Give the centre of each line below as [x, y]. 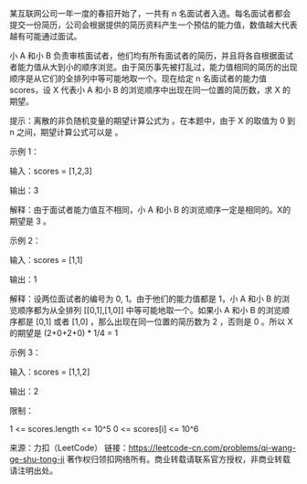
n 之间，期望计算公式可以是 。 [66, 132]
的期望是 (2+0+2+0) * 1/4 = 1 [64, 333]
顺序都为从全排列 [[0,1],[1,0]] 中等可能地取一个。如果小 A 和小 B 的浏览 [149, 310]
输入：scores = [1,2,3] [51, 171]
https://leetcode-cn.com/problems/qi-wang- [212, 447]
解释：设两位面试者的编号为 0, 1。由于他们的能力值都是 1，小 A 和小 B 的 [146, 299]
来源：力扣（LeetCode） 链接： [69, 447]
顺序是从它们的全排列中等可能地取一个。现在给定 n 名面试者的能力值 [138, 79]
